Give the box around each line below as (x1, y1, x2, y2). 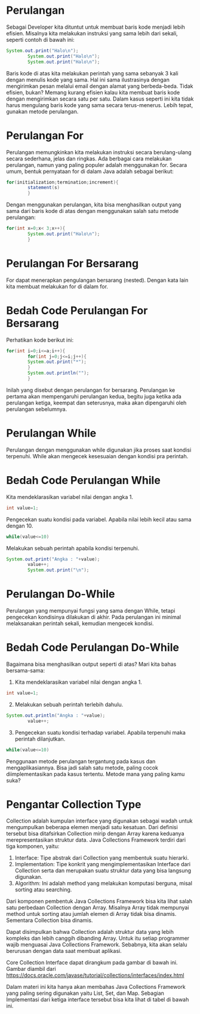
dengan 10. (6, 522, 33, 529)
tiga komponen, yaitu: (6, 843, 60, 850)
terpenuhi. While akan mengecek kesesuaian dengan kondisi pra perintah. (6, 452, 189, 459)
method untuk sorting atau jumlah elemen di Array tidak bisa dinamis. (6, 911, 177, 918)
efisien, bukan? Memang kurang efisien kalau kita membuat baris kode (6, 89, 180, 96)
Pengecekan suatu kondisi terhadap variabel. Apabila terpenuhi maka (14, 729, 186, 736)
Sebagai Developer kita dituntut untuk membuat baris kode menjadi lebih (6, 23, 185, 31)
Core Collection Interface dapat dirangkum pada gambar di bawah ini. (6, 959, 178, 966)
